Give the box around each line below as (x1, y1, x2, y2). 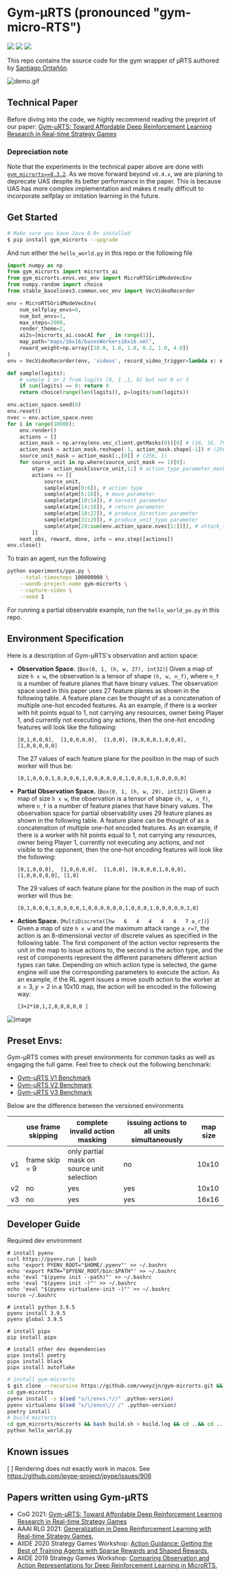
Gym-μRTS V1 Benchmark (16, 1074, 91, 1082)
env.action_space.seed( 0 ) (7, 401, 81, 408)
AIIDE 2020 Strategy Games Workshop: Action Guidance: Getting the (16, 1539, 213, 1547)
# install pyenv (7, 1250, 54, 1257)
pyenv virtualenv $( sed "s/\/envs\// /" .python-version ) (7, 1401, 177, 1408)
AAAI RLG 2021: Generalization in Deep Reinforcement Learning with (16, 1524, 212, 1533)
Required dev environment (7, 1236, 82, 1245)
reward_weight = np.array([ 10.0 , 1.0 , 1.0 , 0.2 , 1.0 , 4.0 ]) (19, 345, 189, 352)
